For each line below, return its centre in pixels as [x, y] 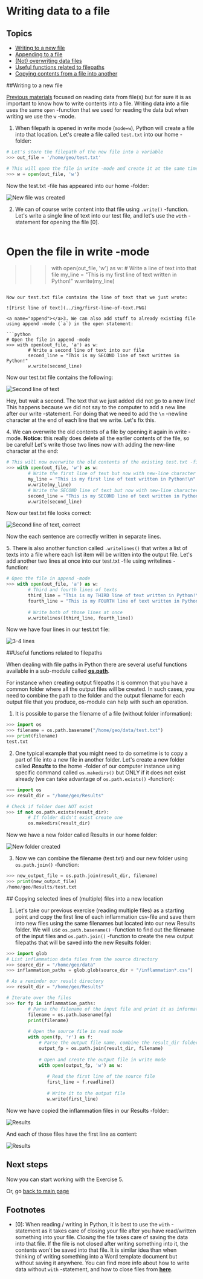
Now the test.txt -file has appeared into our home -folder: [78, 186]
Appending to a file [39, 54]
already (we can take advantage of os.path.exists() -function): [95, 779]
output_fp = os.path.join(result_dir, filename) [101, 1048]
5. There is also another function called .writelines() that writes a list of [97, 548]
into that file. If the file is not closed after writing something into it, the [101, 1244]
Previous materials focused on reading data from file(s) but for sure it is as [99, 97]
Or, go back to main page [38, 1191]
